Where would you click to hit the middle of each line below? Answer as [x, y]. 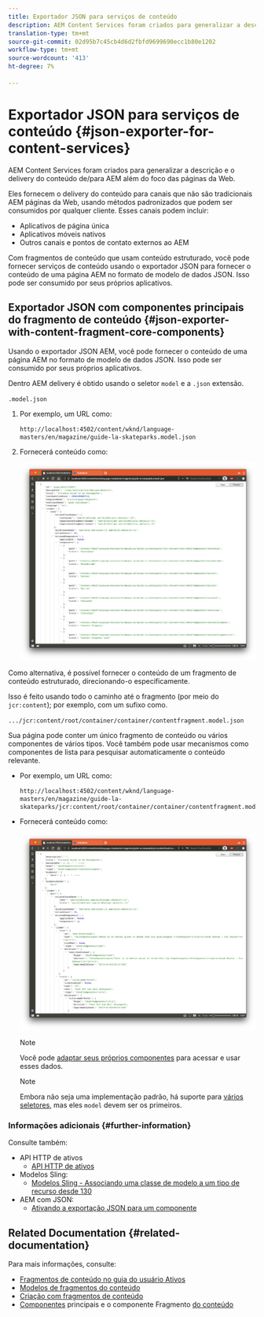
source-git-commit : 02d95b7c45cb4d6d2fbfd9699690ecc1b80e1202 [112, 42]
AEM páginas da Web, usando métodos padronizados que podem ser [121, 202]
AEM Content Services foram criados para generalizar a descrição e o [121, 170]
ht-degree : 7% [31, 67]
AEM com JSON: [47, 1200]
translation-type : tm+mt [49, 33]
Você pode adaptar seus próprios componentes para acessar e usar [130, 1058]
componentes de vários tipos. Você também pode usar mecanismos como [128, 744]
